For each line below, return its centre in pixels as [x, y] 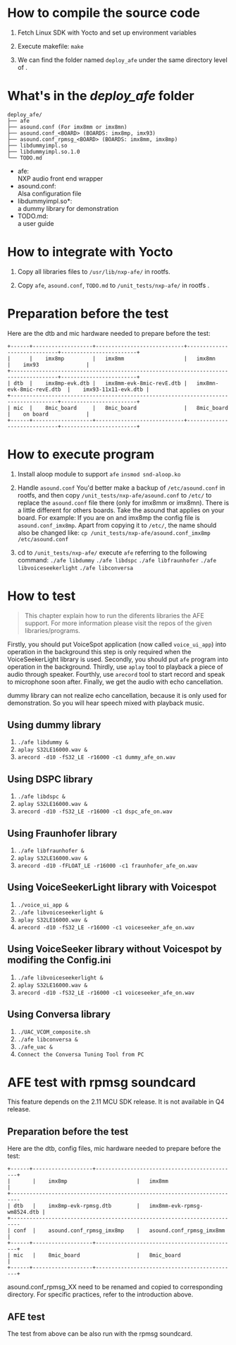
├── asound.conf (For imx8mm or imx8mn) [68, 127]
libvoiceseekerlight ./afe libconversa [75, 568]
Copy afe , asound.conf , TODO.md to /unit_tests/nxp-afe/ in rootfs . [113, 285]
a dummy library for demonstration [68, 208]
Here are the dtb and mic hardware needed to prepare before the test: [109, 333]
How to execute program [81, 454]
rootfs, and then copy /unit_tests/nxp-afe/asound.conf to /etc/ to [114, 495]
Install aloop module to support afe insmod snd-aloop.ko [99, 474]
